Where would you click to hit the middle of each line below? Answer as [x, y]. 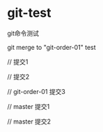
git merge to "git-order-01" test [51, 47]
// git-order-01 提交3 [37, 91]
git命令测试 [23, 33]
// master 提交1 [29, 106]
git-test [29, 13]
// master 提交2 [29, 121]
